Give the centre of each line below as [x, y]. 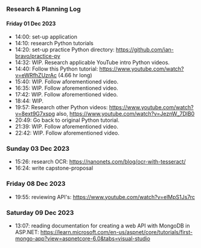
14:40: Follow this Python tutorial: [56, 69]
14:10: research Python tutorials [54, 43]
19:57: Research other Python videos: [61, 107]
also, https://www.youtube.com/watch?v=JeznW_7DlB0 [126, 114]
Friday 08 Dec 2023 [36, 184]
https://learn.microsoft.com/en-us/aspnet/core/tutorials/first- [116, 232]
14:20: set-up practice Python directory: [65, 49]
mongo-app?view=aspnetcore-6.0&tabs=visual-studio [83, 239]
